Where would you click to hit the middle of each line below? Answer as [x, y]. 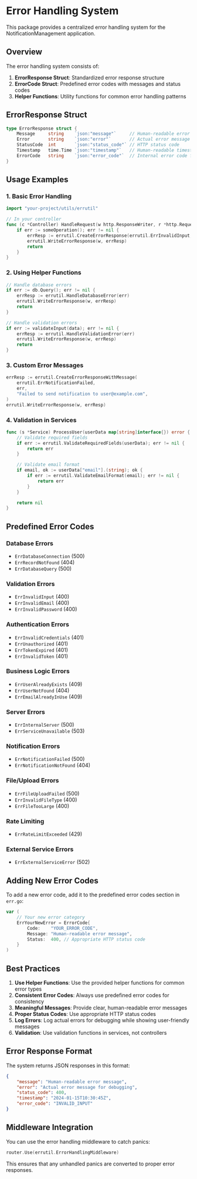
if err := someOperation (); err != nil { [68, 230]
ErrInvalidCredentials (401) [49, 637]
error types [28, 989]
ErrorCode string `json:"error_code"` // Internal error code [102, 155]
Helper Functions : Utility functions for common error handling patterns [100, 96]
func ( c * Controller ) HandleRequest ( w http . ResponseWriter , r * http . [93, 225]
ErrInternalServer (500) [44, 725]
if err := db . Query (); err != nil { [51, 290]
